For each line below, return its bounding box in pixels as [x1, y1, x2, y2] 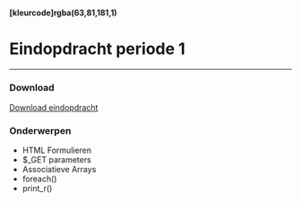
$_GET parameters [21, 154, 91, 165]
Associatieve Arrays [21, 164, 97, 175]
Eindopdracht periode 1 [9, 39, 185, 58]
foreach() [21, 173, 57, 184]
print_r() [21, 183, 53, 194]
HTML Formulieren [21, 145, 92, 156]
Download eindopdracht [9, 101, 99, 112]
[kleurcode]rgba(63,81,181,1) [9, 7, 118, 18]
